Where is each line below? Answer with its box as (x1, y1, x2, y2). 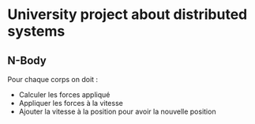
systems (7, 22, 66, 40)
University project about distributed (7, 6, 248, 24)
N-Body (7, 54, 47, 67)
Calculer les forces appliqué (18, 90, 111, 100)
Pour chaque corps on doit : (7, 75, 99, 84)
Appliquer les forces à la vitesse (18, 99, 123, 107)
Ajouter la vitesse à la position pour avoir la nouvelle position (18, 107, 216, 116)
